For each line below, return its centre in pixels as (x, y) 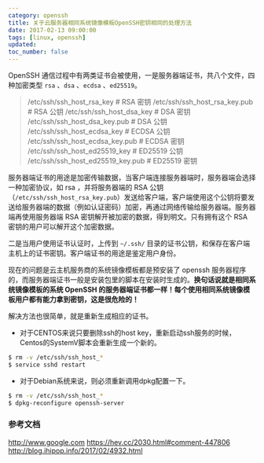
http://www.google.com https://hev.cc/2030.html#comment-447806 (119, 442)
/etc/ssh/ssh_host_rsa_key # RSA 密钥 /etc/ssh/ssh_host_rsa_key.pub (140, 102)
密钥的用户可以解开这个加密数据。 (63, 226)
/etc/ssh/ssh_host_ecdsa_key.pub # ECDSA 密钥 (106, 141)
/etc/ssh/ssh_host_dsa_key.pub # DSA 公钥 (97, 121)
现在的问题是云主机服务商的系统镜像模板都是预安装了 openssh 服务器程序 (127, 270)
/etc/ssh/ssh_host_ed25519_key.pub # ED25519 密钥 (112, 161)
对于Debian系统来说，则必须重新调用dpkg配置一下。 (104, 380)
